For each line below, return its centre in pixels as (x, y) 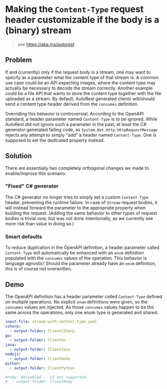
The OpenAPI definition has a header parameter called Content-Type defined (84, 296)
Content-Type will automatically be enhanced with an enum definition (74, 253)
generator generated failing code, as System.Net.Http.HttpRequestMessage (81, 129)
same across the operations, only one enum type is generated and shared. (82, 312)
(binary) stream (38, 30)
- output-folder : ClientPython (42, 368)
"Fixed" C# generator (32, 186)
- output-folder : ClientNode (40, 358)
